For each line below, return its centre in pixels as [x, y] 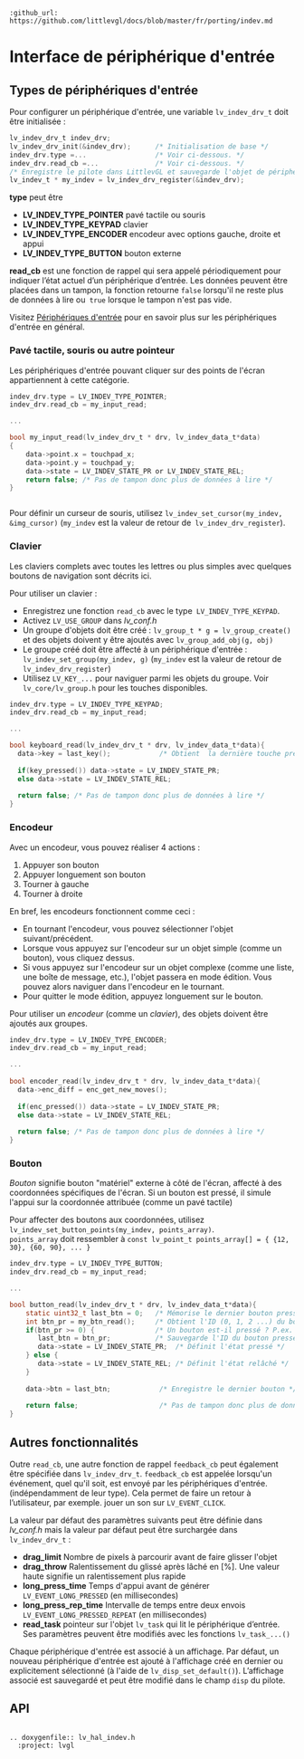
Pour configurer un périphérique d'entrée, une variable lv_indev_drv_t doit [149, 112]
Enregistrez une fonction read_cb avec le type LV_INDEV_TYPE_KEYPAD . [151, 610]
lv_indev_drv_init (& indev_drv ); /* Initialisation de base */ [139, 146]
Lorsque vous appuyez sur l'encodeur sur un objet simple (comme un [152, 948]
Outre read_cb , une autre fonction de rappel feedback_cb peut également [144, 1464]
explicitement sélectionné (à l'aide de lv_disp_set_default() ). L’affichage [147, 1671]
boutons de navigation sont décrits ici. [81, 576]
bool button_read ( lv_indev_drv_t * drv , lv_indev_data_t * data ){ [133, 1305]
